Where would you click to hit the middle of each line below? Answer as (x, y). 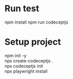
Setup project (33, 42)
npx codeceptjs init (24, 66)
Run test (22, 9)
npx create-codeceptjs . (29, 61)
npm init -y (15, 55)
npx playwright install (26, 71)
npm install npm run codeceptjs (36, 22)
